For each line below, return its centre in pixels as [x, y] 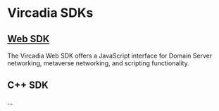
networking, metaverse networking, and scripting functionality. [98, 63]
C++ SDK [28, 85]
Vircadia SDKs [50, 13]
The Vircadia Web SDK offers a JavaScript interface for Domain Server [110, 55]
